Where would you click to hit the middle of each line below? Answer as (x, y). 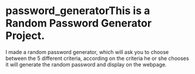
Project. (25, 36)
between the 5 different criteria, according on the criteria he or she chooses (97, 58)
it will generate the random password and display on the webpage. (86, 64)
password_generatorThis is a (78, 11)
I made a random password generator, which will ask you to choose (87, 52)
